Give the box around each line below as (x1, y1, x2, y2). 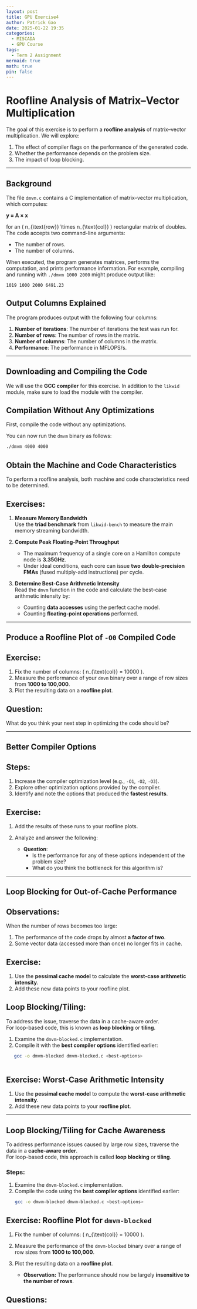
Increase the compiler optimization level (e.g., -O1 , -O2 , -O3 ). (14, 778, 159, 785)
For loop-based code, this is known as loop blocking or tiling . (6, 1024, 156, 1031)
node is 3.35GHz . (23, 556, 66, 563)
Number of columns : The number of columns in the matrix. (14, 337, 158, 344)
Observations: (6, 906, 60, 917)
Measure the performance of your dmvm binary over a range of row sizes (14, 674, 188, 682)
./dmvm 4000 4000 (6, 444, 49, 450)
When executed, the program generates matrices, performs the (6, 259, 159, 265)
